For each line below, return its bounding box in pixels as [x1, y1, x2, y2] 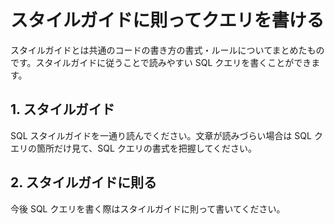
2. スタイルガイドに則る [10, 174, 157, 191]
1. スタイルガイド [10, 101, 115, 118]
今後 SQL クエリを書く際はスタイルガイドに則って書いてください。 [10, 202, 286, 215]
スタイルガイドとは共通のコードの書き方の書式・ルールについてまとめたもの [10, 44, 325, 56]
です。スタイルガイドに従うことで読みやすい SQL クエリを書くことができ [10, 56, 312, 68]
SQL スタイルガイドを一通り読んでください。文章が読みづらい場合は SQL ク [10, 129, 323, 141]
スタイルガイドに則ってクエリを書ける [10, 9, 325, 32]
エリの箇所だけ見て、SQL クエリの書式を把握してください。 [10, 142, 257, 154]
